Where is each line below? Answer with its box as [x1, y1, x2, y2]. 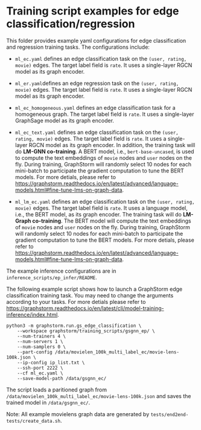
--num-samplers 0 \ [17, 344, 66, 350]
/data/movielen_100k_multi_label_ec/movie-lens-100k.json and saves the [6, 392, 191, 399]
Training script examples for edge [6, 4, 179, 18]
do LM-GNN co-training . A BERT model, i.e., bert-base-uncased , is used [14, 148, 194, 155]
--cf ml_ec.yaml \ [17, 370, 63, 376]
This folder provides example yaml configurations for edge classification [6, 37, 187, 44]
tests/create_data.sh [6, 418, 61, 424]
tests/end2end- [150, 411, 189, 417]
